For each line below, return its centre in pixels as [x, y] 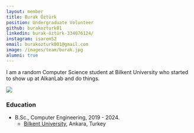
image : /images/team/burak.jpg [45, 50]
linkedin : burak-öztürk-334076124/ [50, 34]
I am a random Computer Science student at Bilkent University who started [97, 72]
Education [21, 105]
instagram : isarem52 [32, 39]
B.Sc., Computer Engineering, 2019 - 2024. [67, 117]
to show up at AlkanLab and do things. [53, 78]
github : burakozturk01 [34, 28]
